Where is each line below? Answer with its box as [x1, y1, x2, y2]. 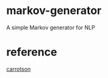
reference [6, 45, 57, 59]
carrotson [6, 65, 31, 73]
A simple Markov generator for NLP [6, 24, 96, 31]
